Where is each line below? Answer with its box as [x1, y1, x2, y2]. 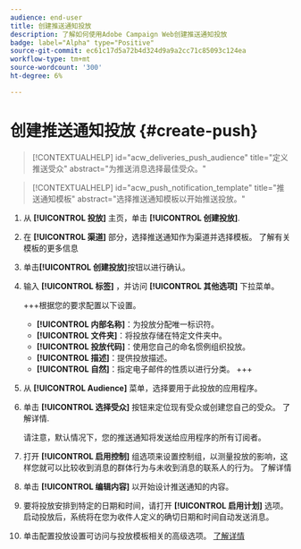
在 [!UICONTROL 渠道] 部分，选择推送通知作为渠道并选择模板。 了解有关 [22, 231, 291, 242]
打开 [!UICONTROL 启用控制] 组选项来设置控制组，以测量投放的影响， [22, 450, 280, 461]
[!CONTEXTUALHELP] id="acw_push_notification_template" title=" [31, 182, 278, 193]
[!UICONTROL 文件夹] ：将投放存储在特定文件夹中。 [36, 330, 227, 340]
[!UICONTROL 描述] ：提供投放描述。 [36, 352, 172, 363]
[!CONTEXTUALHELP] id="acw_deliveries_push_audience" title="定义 [31, 151, 288, 162]
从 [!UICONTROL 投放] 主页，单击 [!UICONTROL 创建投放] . [22, 212, 240, 223]
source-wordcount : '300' [10, 64, 103, 73]
